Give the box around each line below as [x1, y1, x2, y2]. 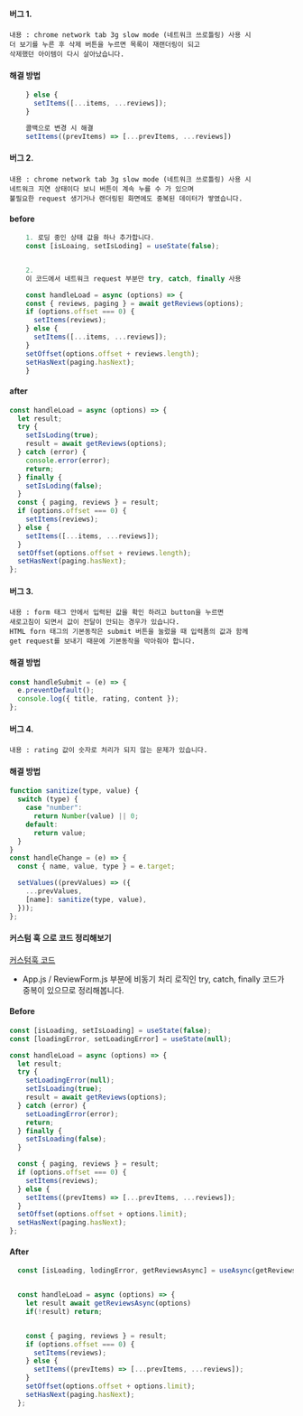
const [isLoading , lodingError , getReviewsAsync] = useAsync [17, 1266, 252, 1275]
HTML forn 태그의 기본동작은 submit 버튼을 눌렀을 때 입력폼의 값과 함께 [9, 628, 249, 637]
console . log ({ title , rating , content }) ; [17, 694, 179, 703]
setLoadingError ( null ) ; [25, 1076, 115, 1085]
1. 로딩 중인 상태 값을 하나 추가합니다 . [25, 233, 155, 243]
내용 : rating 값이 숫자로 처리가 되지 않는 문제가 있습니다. [9, 746, 208, 755]
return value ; [32, 828, 87, 837]
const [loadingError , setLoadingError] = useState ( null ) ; [9, 1034, 232, 1043]
